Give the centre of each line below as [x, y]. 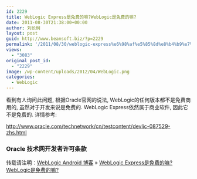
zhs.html [16, 132]
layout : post [22, 33]
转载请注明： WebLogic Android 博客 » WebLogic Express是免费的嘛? [89, 163]
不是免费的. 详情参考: [32, 114]
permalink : [19, 45]
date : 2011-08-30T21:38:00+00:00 [47, 22]
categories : [21, 77]
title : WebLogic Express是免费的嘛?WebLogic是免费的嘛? [71, 17]
